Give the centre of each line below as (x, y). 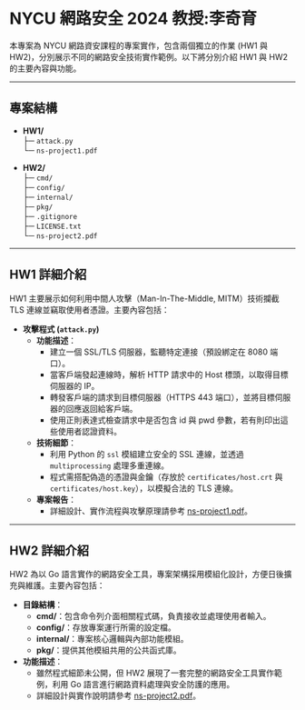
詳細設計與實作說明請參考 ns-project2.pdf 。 (118, 695)
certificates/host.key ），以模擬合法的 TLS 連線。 (144, 488)
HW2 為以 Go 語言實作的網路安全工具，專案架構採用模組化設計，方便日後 (147, 575)
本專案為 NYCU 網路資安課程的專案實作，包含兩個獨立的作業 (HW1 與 (138, 45)
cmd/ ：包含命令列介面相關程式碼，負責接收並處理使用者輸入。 (153, 616)
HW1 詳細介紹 (48, 275)
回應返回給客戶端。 (102, 408)
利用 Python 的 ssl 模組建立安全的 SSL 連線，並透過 (147, 454)
